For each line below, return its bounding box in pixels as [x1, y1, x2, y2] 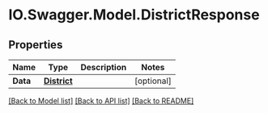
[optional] [134, 75, 172, 86]
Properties [8, 38, 63, 52]
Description [80, 62, 127, 73]
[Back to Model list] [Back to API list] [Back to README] [8, 96, 194, 106]
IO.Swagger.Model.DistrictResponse [8, 6, 261, 24]
